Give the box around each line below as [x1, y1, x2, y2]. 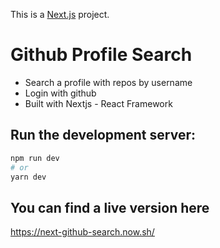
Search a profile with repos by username [24, 76, 193, 88]
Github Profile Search [10, 44, 193, 66]
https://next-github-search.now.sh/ [10, 226, 155, 238]
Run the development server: [10, 127, 196, 144]
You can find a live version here [10, 199, 210, 216]
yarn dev [10, 172, 47, 182]
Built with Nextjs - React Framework [24, 97, 173, 109]
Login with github [24, 87, 97, 99]
